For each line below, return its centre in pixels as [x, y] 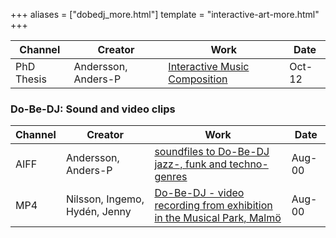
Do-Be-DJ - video [199, 193]
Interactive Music [209, 66]
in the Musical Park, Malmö [218, 218]
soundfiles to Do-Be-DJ [212, 152]
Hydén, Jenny [98, 212]
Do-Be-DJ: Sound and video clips [93, 109]
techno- [249, 164]
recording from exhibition [213, 206]
